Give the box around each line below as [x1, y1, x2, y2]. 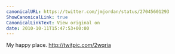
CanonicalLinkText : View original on [6, 20, 100, 26]
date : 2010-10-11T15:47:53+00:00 [6, 25, 90, 31]
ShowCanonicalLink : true [6, 14, 68, 20]
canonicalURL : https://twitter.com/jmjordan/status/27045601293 [6, 8, 170, 15]
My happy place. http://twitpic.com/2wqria [6, 42, 112, 49]
